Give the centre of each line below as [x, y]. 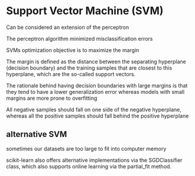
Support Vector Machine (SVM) [85, 11]
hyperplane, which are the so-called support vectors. [71, 74]
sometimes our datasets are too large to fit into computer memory [86, 148]
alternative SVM [37, 134]
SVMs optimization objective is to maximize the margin [73, 50]
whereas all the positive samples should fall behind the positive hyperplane [97, 116]
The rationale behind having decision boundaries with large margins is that [97, 85]
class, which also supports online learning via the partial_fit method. [89, 166]
